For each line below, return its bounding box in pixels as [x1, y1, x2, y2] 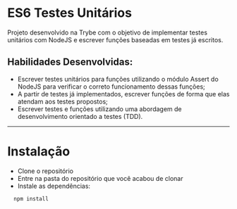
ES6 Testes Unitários [7, 5, 133, 21]
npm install [13, 195, 49, 202]
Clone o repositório [17, 167, 74, 175]
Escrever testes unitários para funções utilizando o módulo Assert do [17, 75, 219, 83]
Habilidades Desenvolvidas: [7, 56, 133, 68]
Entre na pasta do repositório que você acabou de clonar [17, 174, 183, 182]
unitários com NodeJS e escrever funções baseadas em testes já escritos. [7, 35, 224, 44]
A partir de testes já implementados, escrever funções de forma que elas [17, 89, 230, 98]
